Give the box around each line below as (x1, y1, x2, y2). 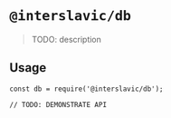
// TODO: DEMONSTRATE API (9, 100, 107, 109)
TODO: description (31, 34, 102, 44)
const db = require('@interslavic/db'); (9, 84, 165, 93)
